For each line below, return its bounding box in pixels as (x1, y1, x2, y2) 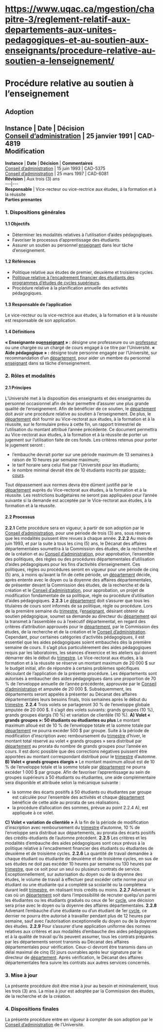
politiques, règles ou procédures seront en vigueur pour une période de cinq (5, 566, 159, 572)
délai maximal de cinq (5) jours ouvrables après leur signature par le (5, 949, 142, 955)
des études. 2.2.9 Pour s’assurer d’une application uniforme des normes (5, 923, 151, 929)
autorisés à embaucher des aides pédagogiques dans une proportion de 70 (5, 675, 157, 681)
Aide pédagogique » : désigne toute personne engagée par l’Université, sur (5, 350, 157, 356)
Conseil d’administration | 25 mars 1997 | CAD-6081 (5, 170, 109, 177)
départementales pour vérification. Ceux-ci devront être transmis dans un (5, 944, 153, 950)
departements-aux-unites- (5, 24, 117, 35)
